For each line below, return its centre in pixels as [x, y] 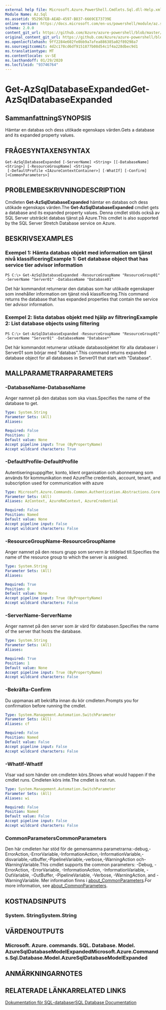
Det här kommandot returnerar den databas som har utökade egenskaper [80, 289]
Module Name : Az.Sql [26, 14]
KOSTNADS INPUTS [36, 901]
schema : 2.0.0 [20, 28]
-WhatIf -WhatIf [24, 764]
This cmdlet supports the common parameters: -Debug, [97, 865]
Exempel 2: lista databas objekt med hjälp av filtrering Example [82, 317]
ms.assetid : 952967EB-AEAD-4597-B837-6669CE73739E [58, 19]
